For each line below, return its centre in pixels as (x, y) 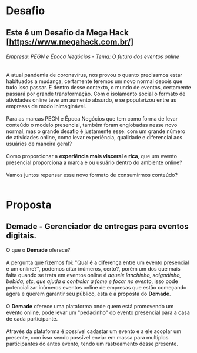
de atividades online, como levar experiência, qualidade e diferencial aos (94, 137)
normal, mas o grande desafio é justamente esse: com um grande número (96, 131)
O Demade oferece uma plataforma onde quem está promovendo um (90, 306)
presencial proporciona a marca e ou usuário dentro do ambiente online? (94, 162)
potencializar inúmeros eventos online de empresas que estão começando (96, 287)
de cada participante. (32, 318)
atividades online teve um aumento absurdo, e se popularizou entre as (91, 100)
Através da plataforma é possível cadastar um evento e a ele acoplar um (94, 331)
